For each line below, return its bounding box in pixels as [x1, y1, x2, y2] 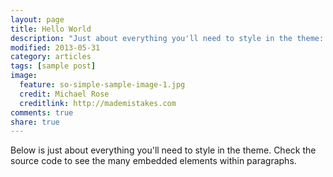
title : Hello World [10, 24, 92, 34]
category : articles [10, 52, 92, 62]
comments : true [10, 107, 74, 118]
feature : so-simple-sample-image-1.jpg [19, 80, 186, 90]
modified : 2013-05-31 [10, 42, 101, 53]
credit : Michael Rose [19, 89, 110, 99]
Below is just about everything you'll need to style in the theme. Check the [10, 144, 317, 156]
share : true [10, 117, 60, 127]
